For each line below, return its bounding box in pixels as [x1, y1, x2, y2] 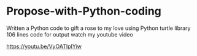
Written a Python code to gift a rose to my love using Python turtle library [6, 24, 191, 32]
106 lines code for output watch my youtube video [6, 30, 133, 38]
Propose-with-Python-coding [6, 4, 161, 18]
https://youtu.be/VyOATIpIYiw [6, 43, 82, 50]
